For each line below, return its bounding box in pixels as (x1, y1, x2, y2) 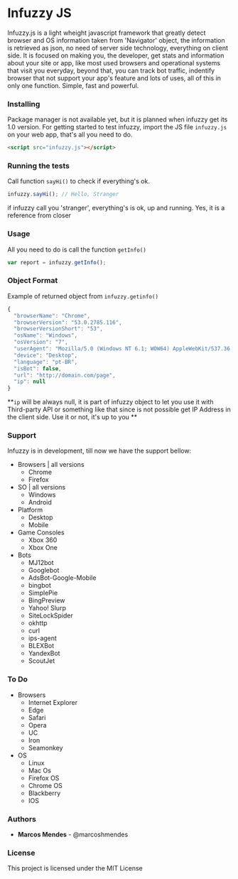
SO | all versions (17, 483, 66, 492)
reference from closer (7, 211, 72, 220)
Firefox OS (28, 773, 60, 782)
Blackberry (28, 789, 61, 797)
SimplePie (28, 588, 58, 598)
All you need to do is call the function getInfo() (7, 245, 147, 254)
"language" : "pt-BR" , (13, 358, 78, 365)
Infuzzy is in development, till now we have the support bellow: (7, 446, 192, 455)
